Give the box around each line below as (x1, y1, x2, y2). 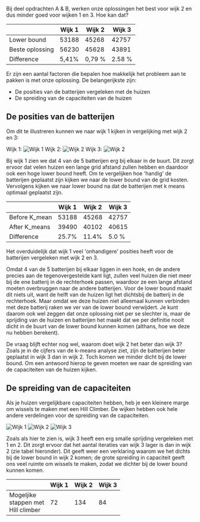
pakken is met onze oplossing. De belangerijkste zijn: (6, 77, 137, 84)
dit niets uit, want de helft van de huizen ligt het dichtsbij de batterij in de (6, 291, 185, 298)
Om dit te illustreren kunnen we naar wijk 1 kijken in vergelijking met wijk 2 (6, 128, 187, 135)
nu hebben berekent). (6, 329, 60, 336)
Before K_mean (9, 213, 52, 221)
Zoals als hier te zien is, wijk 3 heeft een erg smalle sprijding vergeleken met (6, 435, 193, 442)
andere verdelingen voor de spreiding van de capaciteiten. (6, 412, 150, 419)
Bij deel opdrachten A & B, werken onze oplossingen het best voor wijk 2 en (6, 5, 192, 12)
